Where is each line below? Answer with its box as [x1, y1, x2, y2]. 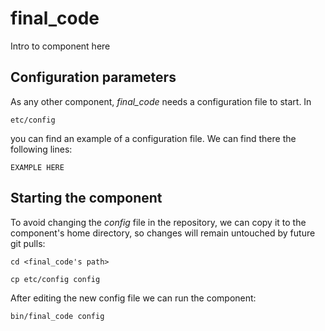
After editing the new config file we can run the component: [10, 292, 257, 304]
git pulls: [10, 237, 46, 249]
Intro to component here [10, 40, 111, 52]
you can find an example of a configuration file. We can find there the [10, 132, 297, 144]
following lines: [10, 143, 73, 155]
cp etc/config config [10, 274, 101, 284]
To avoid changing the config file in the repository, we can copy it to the [10, 216, 307, 228]
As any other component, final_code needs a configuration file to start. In [10, 95, 312, 107]
